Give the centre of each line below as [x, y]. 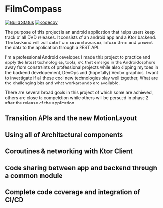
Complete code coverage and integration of [73, 192]
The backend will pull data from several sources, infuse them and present [79, 42]
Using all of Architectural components [64, 135]
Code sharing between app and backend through [81, 168]
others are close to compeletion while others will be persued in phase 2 [77, 97]
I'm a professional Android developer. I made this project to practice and [78, 57]
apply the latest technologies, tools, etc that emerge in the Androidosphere [80, 62]
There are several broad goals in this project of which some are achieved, [79, 92]
